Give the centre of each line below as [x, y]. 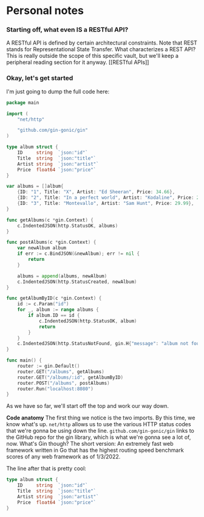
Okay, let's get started [40, 78]
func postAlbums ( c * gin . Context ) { [51, 242]
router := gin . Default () [49, 366]
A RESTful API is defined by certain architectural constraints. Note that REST [102, 43]
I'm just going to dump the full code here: [58, 91]
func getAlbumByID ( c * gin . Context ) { [54, 298]
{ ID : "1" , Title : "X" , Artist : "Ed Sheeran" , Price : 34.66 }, [96, 192]
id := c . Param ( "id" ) [43, 304]
